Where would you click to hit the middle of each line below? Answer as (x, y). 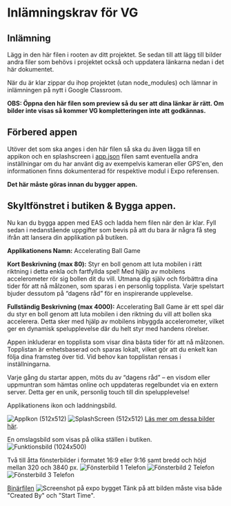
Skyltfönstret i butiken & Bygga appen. (92, 206)
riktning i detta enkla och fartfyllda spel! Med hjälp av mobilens (96, 271)
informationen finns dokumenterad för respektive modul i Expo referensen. (113, 171)
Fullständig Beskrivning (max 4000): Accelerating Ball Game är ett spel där (115, 306)
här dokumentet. (31, 69)
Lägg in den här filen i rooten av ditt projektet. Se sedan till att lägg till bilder (114, 54)
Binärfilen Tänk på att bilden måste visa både (115, 488)
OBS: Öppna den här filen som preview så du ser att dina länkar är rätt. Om (115, 103)
